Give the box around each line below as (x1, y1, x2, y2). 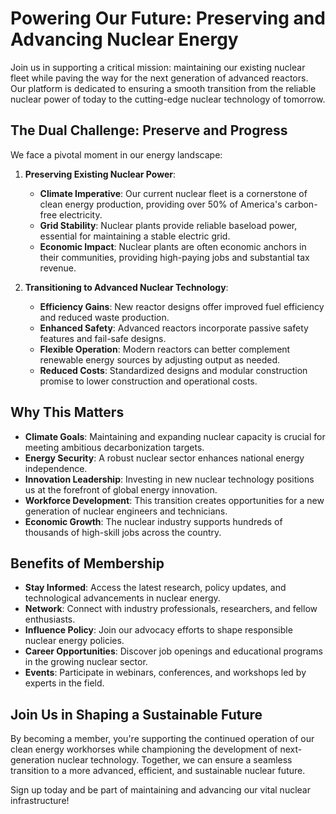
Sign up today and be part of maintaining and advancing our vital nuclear (10, 784, 311, 796)
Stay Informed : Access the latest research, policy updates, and (24, 582, 287, 594)
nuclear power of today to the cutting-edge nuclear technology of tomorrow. (10, 93, 326, 105)
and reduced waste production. (39, 311, 170, 323)
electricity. (59, 208, 103, 221)
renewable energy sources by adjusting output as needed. (39, 353, 281, 366)
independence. (24, 462, 88, 474)
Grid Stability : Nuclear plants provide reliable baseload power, (39, 219, 298, 231)
